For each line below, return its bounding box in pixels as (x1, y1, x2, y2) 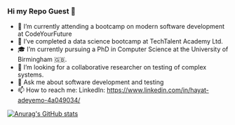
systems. (17, 70, 44, 79)
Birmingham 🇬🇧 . (17, 55, 67, 64)
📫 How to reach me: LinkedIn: (17, 86, 106, 94)
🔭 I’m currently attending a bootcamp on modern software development (17, 22, 225, 31)
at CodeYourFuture (17, 29, 72, 38)
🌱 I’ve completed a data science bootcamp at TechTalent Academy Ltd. (17, 37, 223, 46)
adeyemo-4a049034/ (17, 96, 81, 105)
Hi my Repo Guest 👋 (7, 6, 76, 16)
